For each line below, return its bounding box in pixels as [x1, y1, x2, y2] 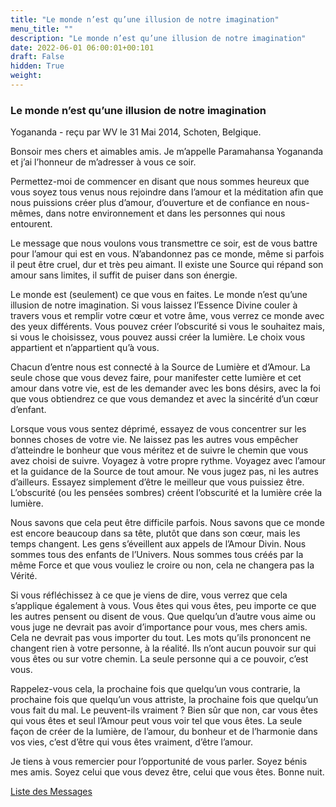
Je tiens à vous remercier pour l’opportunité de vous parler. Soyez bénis [10, 756, 308, 768]
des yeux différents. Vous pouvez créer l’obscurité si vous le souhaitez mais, [10, 321, 326, 333]
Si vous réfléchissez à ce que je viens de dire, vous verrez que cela [10, 589, 288, 601]
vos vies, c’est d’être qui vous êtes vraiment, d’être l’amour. [10, 736, 254, 748]
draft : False [10, 52, 65, 62]
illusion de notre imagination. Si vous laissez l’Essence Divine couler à [10, 299, 298, 311]
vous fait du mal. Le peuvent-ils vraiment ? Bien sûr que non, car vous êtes [10, 704, 318, 716]
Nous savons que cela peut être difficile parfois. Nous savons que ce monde [10, 517, 325, 529]
